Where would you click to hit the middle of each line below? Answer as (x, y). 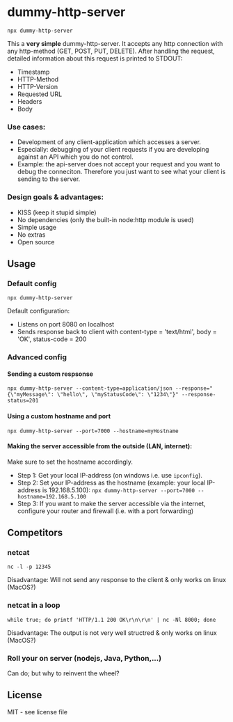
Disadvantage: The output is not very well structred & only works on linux (112, 633)
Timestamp (33, 72)
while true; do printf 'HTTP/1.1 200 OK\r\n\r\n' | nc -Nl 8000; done (112, 620)
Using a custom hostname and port (59, 416)
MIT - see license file (38, 712)
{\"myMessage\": (31, 395)
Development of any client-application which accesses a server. (109, 142)
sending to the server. (49, 179)
